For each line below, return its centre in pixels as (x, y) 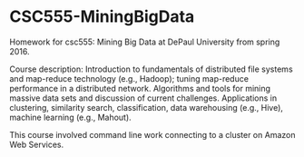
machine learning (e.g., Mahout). (70, 117)
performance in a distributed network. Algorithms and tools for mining (140, 88)
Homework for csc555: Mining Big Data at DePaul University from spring (145, 42)
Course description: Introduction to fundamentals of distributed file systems (151, 69)
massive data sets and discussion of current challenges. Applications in (143, 98)
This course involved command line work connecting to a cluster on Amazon (152, 134)
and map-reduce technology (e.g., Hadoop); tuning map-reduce (129, 78)
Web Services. (37, 144)
